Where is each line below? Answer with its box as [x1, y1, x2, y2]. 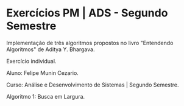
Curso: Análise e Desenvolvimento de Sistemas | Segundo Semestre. [6, 81, 179, 88]
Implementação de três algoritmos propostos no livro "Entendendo [6, 39, 174, 46]
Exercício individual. [6, 57, 57, 65]
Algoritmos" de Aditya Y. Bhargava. [6, 46, 95, 53]
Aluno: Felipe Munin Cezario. [6, 69, 79, 76]
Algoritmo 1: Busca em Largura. [6, 93, 85, 100]
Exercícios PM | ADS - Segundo [6, 6, 168, 20]
